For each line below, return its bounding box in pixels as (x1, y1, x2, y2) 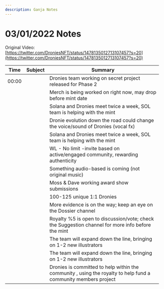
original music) (49, 171, 84, 178)
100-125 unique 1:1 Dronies (49, 193, 117, 200)
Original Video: (5, 44, 35, 50)
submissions (49, 185, 79, 192)
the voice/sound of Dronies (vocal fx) (49, 123, 135, 130)
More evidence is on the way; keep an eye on (49, 201, 153, 208)
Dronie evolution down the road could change (49, 117, 154, 124)
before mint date (49, 95, 88, 102)
